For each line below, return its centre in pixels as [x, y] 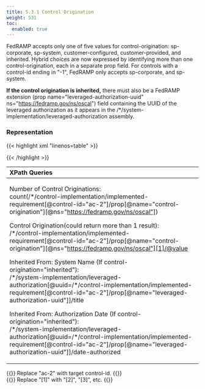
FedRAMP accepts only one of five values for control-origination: [88, 46]
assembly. [122, 116]
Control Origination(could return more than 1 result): [85, 225]
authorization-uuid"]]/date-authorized [65, 352]
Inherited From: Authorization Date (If [63, 313]
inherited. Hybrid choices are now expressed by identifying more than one [100, 59]
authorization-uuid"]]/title [47, 300]
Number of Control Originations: [55, 188]
